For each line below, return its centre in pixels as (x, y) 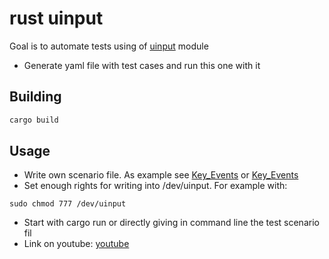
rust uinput (56, 18)
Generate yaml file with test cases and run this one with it (142, 65)
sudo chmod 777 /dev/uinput (68, 204)
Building (35, 97)
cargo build (34, 120)
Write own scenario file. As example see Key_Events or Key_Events (161, 175)
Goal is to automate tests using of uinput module (109, 46)
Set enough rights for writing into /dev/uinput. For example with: (155, 186)
